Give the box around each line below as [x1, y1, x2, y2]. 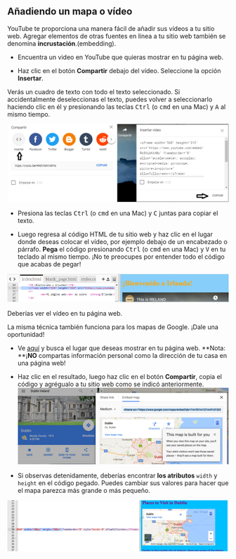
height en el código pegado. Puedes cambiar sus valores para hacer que [17, 479, 229, 487]
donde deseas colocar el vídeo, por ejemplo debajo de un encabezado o [17, 238, 228, 246]
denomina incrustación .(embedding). [7, 39, 117, 48]
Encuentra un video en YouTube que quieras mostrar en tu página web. [17, 53, 223, 61]
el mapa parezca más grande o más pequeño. [17, 487, 151, 495]
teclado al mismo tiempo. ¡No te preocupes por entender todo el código [17, 252, 225, 261]
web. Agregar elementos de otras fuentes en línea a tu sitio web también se [7, 32, 226, 40]
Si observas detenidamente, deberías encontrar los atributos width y [17, 471, 218, 480]
